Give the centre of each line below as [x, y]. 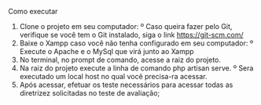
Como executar [33, 11]
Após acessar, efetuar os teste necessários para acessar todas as [126, 85]
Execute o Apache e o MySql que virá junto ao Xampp [107, 51]
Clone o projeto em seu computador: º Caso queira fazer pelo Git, [126, 26]
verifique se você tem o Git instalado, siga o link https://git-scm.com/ [131, 35]
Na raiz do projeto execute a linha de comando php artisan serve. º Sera [136, 68]
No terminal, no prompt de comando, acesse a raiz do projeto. [120, 60]
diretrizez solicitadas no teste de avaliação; [90, 93]
